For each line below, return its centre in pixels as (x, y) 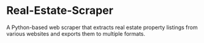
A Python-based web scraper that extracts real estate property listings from (102, 27)
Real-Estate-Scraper (60, 11)
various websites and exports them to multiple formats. (76, 33)
